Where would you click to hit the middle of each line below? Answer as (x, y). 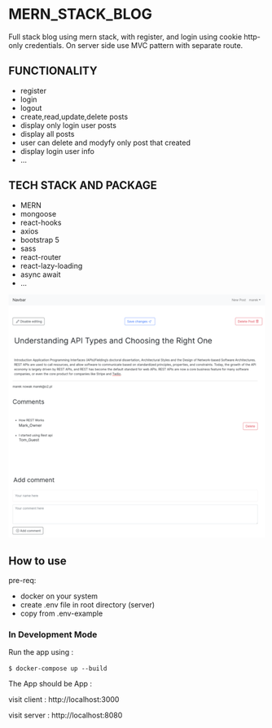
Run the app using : (41, 652)
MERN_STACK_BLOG (80, 14)
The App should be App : (50, 684)
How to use (37, 561)
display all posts (47, 134)
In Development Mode (53, 634)
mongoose (38, 213)
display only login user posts (68, 125)
